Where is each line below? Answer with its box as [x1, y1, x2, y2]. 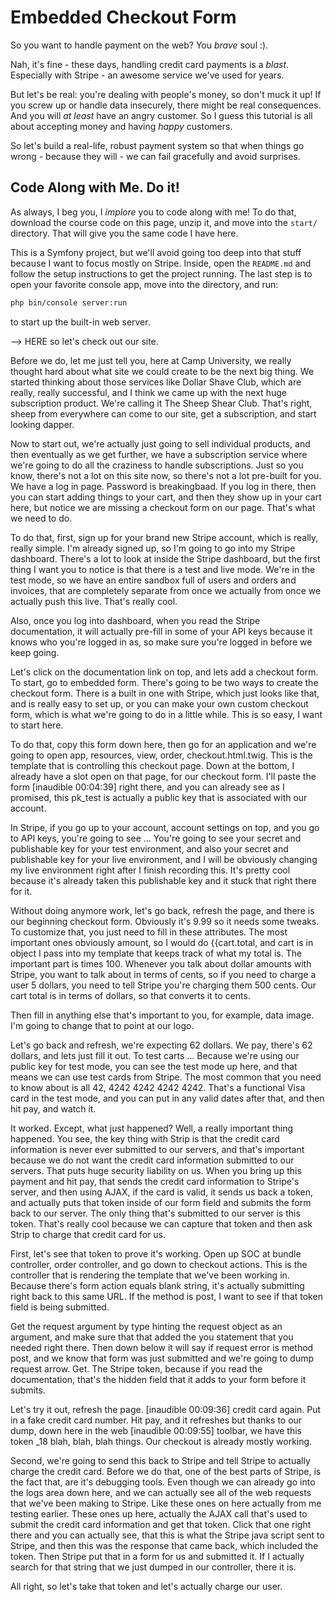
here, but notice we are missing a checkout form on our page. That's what [10, 501, 316, 513]
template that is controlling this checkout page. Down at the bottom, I [10, 759, 295, 771]
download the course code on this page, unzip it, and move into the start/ [10, 216, 318, 228]
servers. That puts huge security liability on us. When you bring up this [10, 1164, 302, 1176]
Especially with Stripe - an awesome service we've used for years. [10, 69, 285, 81]
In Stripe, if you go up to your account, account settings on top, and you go [10, 821, 320, 833]
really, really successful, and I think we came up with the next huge [10, 386, 287, 398]
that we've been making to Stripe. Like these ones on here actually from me [10, 1497, 322, 1509]
